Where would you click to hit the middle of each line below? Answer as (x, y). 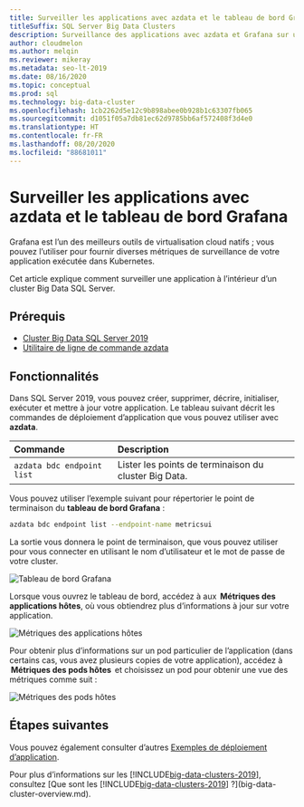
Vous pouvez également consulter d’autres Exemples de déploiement (138, 747)
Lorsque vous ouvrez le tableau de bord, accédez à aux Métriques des (142, 596)
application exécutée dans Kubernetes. (82, 261)
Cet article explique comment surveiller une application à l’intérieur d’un (143, 278)
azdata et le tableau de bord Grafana (149, 216)
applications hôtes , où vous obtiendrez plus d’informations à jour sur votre (149, 606)
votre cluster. (34, 562)
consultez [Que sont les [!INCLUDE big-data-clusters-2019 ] (119, 783)
